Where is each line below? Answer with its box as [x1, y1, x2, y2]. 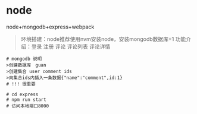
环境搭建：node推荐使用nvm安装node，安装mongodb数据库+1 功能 [20, 35, 186, 42]
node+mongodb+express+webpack [6, 23, 95, 30]
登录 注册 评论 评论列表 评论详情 [31, 43, 111, 50]
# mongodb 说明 [6, 56, 42, 62]
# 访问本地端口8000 [6, 103, 49, 109]
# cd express [6, 91, 39, 97]
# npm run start [6, 96, 46, 103]
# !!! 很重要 [6, 81, 36, 87]
